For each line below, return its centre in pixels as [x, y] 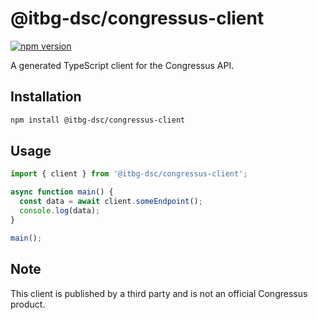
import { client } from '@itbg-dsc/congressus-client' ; [129, 174]
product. [28, 304]
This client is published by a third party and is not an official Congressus [159, 293]
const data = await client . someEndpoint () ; [111, 202]
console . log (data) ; [60, 211]
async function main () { [62, 192]
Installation [46, 97]
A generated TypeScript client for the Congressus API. [122, 65]
